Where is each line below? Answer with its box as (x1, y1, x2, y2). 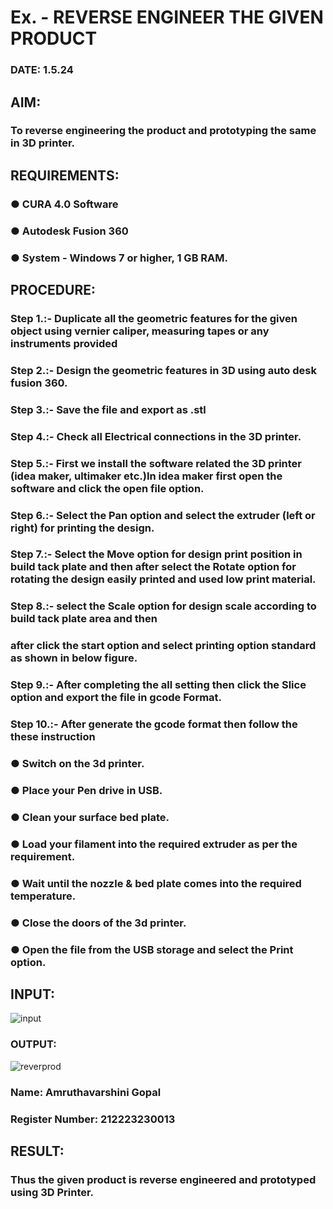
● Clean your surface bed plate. (10, 810, 170, 824)
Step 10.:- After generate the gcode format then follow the (10, 717, 298, 731)
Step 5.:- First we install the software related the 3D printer (10, 456, 302, 470)
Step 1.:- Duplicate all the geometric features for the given (10, 311, 298, 325)
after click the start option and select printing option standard (10, 639, 317, 653)
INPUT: (10, 986, 56, 1003)
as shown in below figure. (10, 651, 138, 665)
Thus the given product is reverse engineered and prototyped (10, 1172, 317, 1186)
